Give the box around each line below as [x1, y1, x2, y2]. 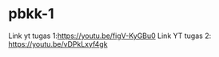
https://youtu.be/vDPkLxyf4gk [8, 39, 108, 48]
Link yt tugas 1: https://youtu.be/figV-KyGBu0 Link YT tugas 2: [8, 31, 212, 40]
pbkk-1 [8, 5, 54, 23]
